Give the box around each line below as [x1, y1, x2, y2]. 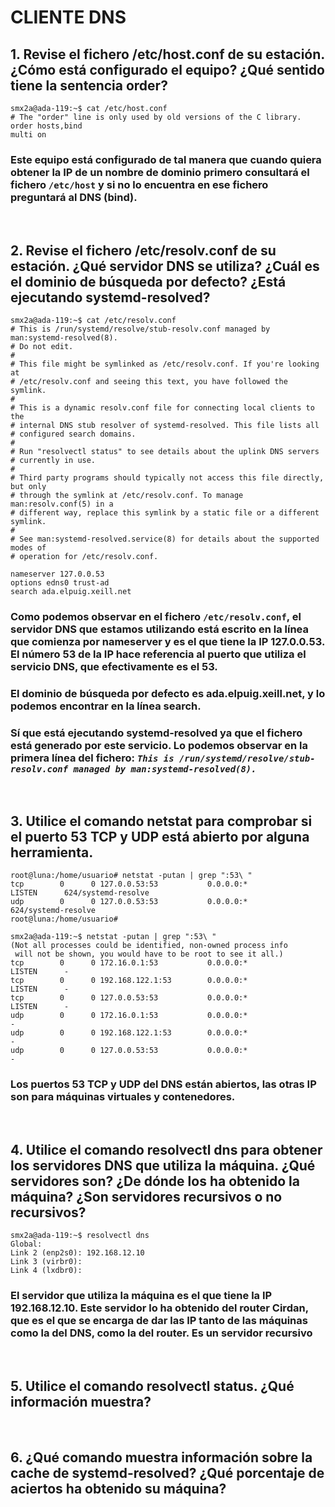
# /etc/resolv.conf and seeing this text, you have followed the [10, 377, 288, 387]
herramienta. [10, 844, 94, 861]
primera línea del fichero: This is [10, 751, 175, 765]
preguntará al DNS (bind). [10, 190, 138, 204]
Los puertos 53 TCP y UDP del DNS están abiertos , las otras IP [10, 1077, 317, 1091]
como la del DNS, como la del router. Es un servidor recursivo [10, 1326, 313, 1340]
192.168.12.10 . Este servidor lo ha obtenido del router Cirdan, [10, 1301, 309, 1315]
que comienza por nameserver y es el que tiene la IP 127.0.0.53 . [10, 635, 325, 649]
